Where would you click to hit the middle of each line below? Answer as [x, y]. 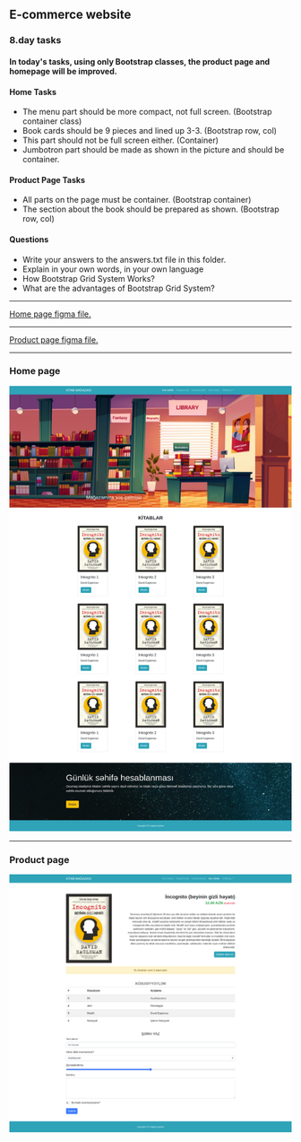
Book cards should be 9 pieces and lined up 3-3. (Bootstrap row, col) [150, 131]
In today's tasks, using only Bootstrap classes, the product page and [140, 61]
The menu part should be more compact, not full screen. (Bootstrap [147, 112]
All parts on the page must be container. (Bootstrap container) [137, 200]
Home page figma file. [50, 314]
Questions [29, 239]
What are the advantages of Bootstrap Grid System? [118, 288]
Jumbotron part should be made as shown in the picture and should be [153, 150]
